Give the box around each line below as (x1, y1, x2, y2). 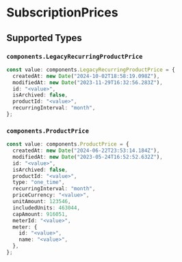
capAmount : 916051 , (12, 211, 68, 218)
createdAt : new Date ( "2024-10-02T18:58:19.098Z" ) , (12, 73, 160, 79)
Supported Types (6, 32, 83, 44)
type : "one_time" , (12, 179, 66, 186)
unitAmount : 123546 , (12, 198, 71, 205)
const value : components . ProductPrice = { (6, 141, 129, 148)
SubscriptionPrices (6, 5, 118, 21)
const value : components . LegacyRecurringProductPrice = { (6, 66, 175, 73)
